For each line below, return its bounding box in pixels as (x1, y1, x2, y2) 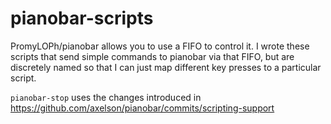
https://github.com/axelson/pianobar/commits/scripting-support (10, 102, 275, 114)
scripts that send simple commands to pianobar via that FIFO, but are (10, 50, 295, 62)
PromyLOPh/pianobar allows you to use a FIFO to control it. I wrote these (10, 40, 310, 52)
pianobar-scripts (10, 7, 154, 30)
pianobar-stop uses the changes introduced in (10, 91, 202, 103)
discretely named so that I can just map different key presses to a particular (10, 61, 322, 73)
